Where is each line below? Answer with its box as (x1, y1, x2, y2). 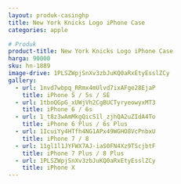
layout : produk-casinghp (8, 11, 89, 20)
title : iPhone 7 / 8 (22, 135, 89, 143)
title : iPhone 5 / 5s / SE (22, 91, 110, 99)
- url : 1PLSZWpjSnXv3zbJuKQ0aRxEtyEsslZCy (15, 157, 156, 164)
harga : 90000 (8, 55, 51, 63)
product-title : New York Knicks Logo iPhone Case (8, 48, 174, 56)
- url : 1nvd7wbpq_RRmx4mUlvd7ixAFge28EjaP (15, 84, 156, 92)
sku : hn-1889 (8, 62, 51, 70)
